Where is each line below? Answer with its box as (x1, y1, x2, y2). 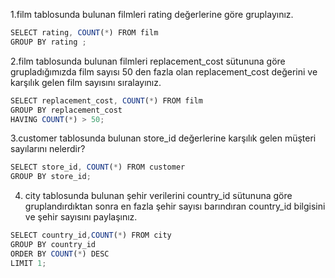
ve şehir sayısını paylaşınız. (24, 211, 138, 223)
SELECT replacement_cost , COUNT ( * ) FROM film (10, 95, 203, 106)
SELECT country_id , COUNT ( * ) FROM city (10, 230, 172, 241)
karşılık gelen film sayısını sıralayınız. (10, 76, 162, 88)
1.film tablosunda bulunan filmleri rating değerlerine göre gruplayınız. (10, 9, 294, 20)
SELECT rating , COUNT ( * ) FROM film (10, 28, 159, 38)
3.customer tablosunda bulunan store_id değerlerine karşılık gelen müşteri (10, 132, 317, 144)
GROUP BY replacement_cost (10, 105, 123, 115)
